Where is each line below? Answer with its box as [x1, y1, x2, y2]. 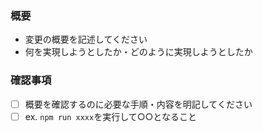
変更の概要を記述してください [24, 33, 148, 46]
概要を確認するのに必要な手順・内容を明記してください [24, 98, 253, 110]
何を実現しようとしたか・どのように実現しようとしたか [24, 46, 253, 58]
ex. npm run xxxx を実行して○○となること [24, 110, 197, 122]
